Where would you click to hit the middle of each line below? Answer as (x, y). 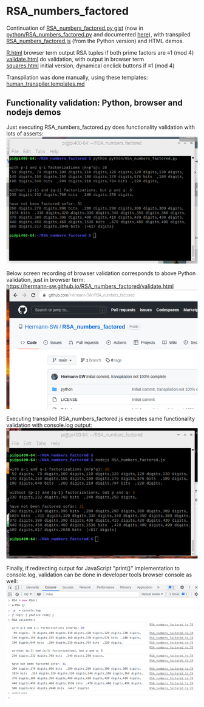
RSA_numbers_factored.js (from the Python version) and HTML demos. (95, 41)
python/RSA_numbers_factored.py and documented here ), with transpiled (98, 34)
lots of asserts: (25, 133)
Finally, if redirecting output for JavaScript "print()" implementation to (93, 568)
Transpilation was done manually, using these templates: (77, 77)
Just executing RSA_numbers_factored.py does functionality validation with (101, 127)
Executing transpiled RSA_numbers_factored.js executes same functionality (101, 418)
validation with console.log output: (49, 425)
